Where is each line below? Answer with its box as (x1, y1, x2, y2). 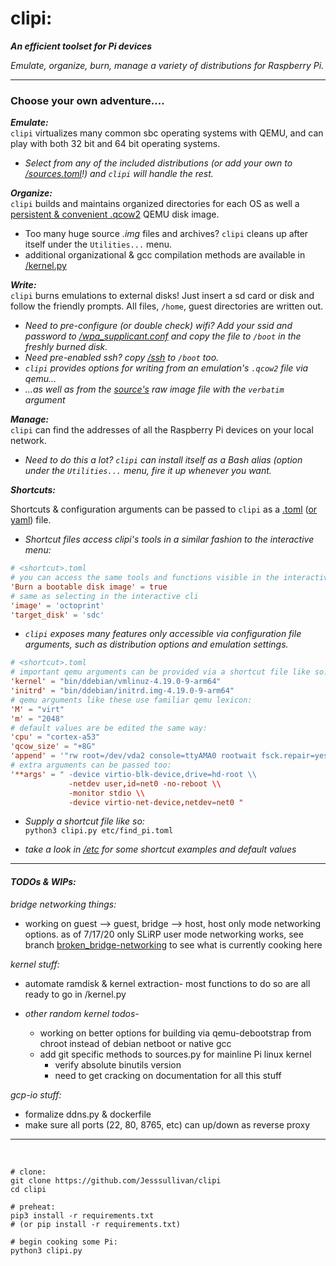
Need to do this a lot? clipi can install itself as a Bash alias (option (24, 454, 303, 466)
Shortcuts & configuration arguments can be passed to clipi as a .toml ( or (10, 503, 318, 516)
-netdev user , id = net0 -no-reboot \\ (68, 778, 222, 789)
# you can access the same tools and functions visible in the (10, 573, 280, 583)
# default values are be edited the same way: (10, 723, 208, 733)
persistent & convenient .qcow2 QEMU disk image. (10, 208, 220, 221)
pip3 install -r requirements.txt (10, 1210, 155, 1221)
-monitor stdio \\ (68, 788, 145, 798)
